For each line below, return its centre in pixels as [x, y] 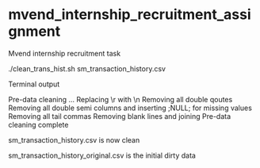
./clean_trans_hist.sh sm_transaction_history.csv [87, 68]
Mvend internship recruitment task [65, 53]
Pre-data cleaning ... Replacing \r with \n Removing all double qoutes [120, 99]
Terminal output [34, 84]
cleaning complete [38, 124]
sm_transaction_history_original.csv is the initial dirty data [102, 155]
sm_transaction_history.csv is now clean [74, 139]
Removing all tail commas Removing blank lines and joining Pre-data [120, 116]
